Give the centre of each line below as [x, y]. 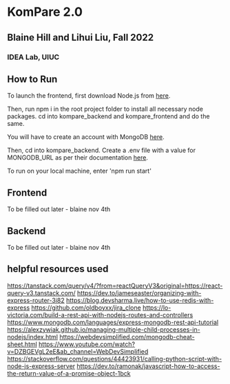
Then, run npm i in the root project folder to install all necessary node [105, 109]
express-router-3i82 [36, 300]
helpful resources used [58, 269]
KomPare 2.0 [45, 12]
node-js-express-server [41, 366]
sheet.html [22, 344]
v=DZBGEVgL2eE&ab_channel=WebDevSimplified [78, 351]
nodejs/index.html [33, 337]
